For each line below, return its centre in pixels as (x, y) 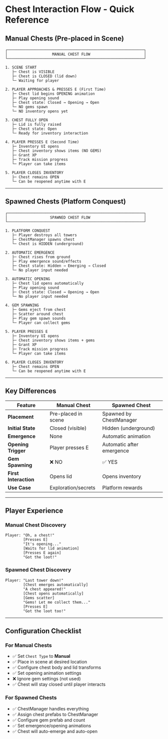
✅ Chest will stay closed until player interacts (59, 684)
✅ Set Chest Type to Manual (41, 656)
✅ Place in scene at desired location (50, 662)
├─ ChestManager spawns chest (43, 239)
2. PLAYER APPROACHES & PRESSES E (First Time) (56, 89)
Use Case (19, 487)
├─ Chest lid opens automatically (48, 283)
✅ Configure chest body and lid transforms (57, 667)
